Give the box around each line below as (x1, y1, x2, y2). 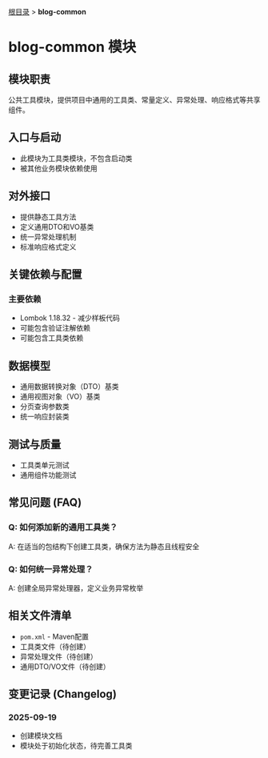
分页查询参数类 (19, 402, 70, 411)
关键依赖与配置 (8, 267, 82, 282)
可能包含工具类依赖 (19, 333, 84, 343)
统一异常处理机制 (19, 231, 77, 242)
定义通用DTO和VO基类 (19, 222, 94, 231)
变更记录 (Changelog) (8, 688, 118, 701)
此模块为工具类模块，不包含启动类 (19, 153, 133, 162)
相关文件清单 (8, 609, 72, 623)
